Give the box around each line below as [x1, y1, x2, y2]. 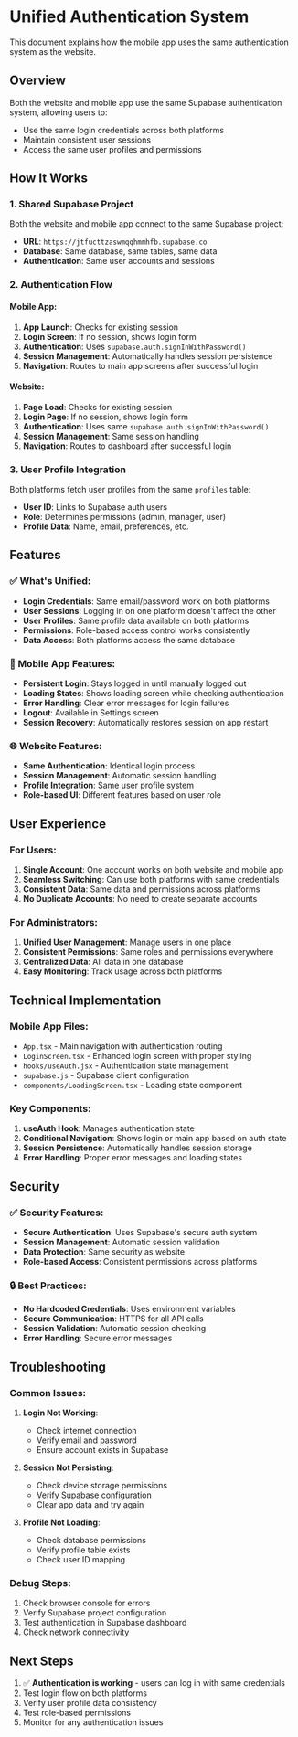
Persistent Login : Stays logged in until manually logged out [22, 678, 247, 689]
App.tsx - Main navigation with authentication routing [22, 1041, 223, 1052]
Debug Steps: [9, 1576, 71, 1589]
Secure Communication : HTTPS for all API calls [22, 1313, 204, 1324]
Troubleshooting [9, 1359, 107, 1374]
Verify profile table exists [36, 1544, 131, 1555]
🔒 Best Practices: [9, 1279, 87, 1292]
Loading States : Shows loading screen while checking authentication [22, 688, 285, 699]
